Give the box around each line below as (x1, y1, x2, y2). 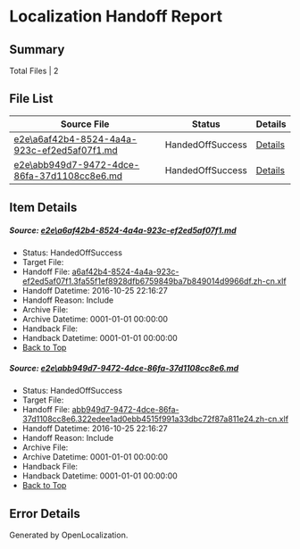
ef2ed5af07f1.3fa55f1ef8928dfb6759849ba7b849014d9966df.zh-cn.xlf (21, 276, 287, 287)
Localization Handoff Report (9, 6, 223, 27)
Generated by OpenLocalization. (9, 529, 129, 540)
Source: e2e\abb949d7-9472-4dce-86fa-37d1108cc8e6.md (9, 362, 239, 373)
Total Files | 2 (9, 65, 59, 76)
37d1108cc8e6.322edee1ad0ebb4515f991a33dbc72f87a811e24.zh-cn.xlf (21, 413, 288, 425)
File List (9, 91, 54, 106)
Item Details (9, 200, 78, 215)
